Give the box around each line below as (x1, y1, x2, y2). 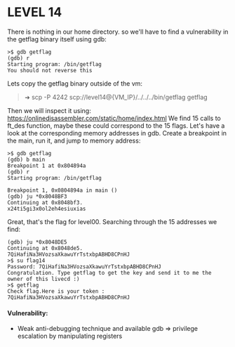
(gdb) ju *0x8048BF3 (7, 192, 68, 200)
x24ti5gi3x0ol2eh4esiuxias (7, 205, 86, 212)
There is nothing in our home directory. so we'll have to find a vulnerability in (7, 27, 229, 36)
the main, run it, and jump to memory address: (7, 136, 141, 145)
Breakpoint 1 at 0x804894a (7, 162, 86, 169)
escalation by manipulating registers (17, 332, 123, 341)
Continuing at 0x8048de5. (7, 244, 83, 251)
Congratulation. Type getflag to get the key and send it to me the (7, 269, 212, 276)
